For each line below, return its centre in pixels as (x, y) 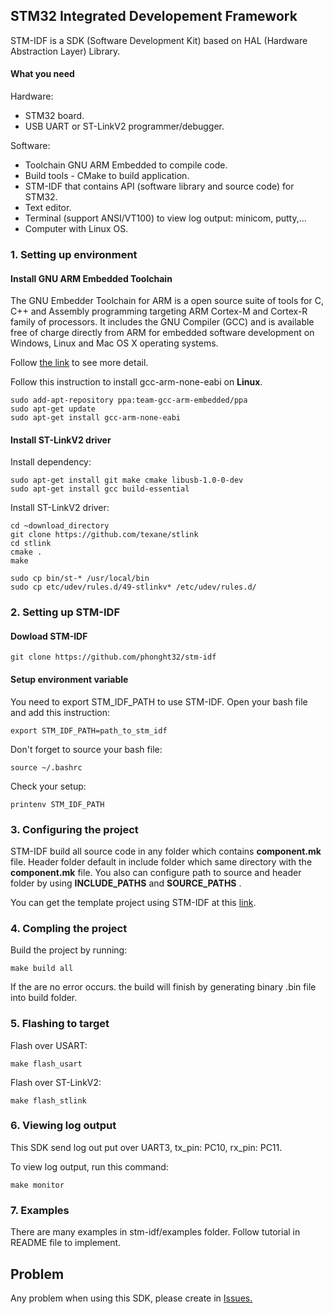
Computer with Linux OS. (76, 229)
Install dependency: (51, 462)
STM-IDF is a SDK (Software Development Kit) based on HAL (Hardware (159, 40)
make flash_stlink (48, 1100)
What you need (42, 74)
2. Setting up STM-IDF (65, 612)
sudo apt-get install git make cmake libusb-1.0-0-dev (127, 480)
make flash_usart (46, 1064)
